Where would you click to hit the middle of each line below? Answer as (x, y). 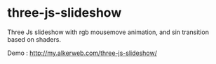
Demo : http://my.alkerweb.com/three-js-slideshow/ (82, 53)
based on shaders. (34, 39)
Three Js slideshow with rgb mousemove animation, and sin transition (108, 32)
